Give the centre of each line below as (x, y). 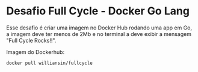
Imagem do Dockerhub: (36, 52)
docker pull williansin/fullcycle (50, 63)
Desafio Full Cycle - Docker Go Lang (98, 11)
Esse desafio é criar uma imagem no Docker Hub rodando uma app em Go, (99, 28)
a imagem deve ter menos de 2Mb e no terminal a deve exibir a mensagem (99, 34)
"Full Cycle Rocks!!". (31, 40)
